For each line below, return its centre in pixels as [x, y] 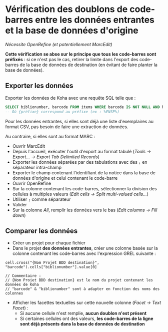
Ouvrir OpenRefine [32, 183]
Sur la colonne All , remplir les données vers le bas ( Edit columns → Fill [85, 210]
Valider [20, 204]
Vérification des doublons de [66, 9]
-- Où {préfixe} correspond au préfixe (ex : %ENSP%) [62, 112]
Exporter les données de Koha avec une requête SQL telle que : [70, 98]
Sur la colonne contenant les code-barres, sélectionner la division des [84, 188]
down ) [19, 215]
